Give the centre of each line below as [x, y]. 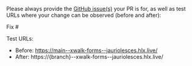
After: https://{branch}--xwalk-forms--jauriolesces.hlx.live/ [89, 57]
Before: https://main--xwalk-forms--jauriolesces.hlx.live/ [86, 50]
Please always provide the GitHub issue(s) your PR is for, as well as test [96, 9]
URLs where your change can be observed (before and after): [84, 15]
